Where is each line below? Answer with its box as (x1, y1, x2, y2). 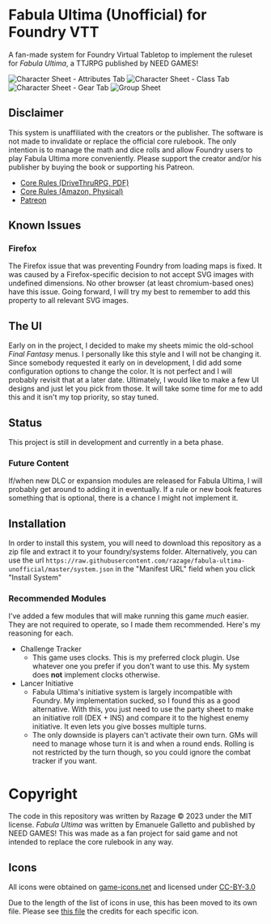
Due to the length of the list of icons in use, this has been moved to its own (8, 898, 257, 908)
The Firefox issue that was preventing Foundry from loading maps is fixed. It (8, 261, 263, 271)
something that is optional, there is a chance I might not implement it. (8, 493, 239, 503)
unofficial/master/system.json (8, 566, 114, 574)
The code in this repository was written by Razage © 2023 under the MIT (8, 811, 253, 821)
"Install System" (8, 573, 62, 583)
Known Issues (8, 219, 82, 233)
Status (8, 416, 43, 430)
